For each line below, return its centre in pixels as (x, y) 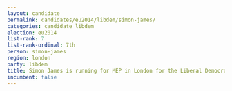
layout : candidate (33, 13)
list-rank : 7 (26, 39)
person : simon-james (37, 52)
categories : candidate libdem (51, 26)
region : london (29, 58)
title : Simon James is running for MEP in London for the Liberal (105, 70)
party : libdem (28, 64)
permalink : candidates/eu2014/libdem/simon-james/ (81, 20)
